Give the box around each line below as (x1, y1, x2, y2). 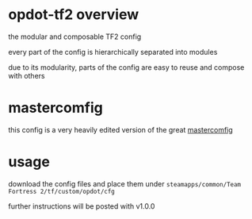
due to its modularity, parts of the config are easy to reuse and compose (8, 62, 245, 72)
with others (8, 71, 45, 80)
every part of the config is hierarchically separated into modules (8, 47, 218, 56)
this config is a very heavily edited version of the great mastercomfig (8, 125, 234, 134)
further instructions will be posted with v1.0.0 (8, 201, 155, 211)
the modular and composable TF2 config (8, 32, 142, 41)
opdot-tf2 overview (8, 6, 139, 24)
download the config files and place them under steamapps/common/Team (8, 179, 242, 188)
